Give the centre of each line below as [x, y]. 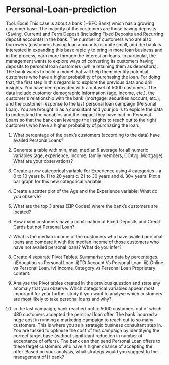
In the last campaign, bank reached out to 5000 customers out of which [87, 308]
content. [22, 273]
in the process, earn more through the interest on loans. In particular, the [81, 55]
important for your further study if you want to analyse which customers [88, 293]
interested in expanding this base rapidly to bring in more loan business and [84, 50]
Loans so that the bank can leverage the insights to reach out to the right [81, 120]
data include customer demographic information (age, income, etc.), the [80, 93]
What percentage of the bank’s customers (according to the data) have [87, 135]
